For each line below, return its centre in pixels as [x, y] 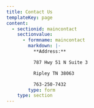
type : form [42, 90]
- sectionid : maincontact [45, 29]
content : [17, 23]
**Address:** [50, 52]
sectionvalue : [35, 35]
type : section [35, 96]
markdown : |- [45, 46]
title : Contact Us [29, 12]
